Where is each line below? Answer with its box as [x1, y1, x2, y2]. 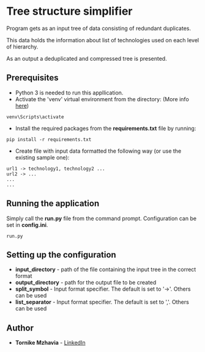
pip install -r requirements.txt [6, 136, 92, 142]
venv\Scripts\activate [6, 113, 64, 120]
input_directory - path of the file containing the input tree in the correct [15, 266, 196, 274]
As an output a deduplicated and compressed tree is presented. [6, 55, 167, 62]
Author [6, 323, 34, 333]
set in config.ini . [6, 221, 48, 228]
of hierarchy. [6, 43, 39, 50]
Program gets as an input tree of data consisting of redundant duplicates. [6, 25, 192, 32]
